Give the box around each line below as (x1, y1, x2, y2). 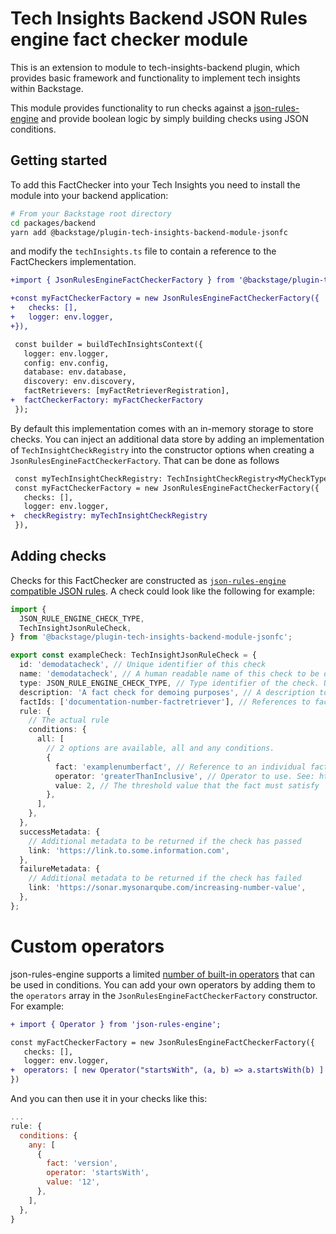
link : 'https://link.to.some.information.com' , (28, 845, 230, 856)
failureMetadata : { (19, 864, 101, 874)
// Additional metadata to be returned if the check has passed (28, 836, 302, 846)
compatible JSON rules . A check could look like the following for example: (10, 585, 316, 597)
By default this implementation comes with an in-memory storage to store (10, 422, 314, 434)
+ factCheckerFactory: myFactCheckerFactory (10, 395, 203, 405)
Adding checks (10, 548, 107, 565)
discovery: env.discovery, (23, 377, 137, 387)
